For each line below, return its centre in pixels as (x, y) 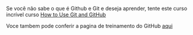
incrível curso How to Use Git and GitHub (56, 15)
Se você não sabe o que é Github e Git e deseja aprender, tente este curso (97, 8)
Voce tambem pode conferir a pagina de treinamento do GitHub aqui (89, 26)
